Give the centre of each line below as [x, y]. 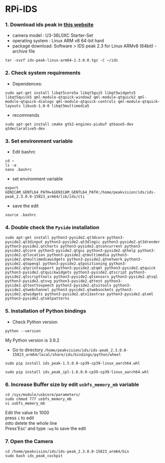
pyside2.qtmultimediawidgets [35, 259]
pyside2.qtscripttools [28, 277]
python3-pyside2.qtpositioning [75, 264]
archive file [24, 51]
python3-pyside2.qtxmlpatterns [37, 299]
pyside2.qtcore [21, 251]
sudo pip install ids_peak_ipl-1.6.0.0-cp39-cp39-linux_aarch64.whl [77, 372]
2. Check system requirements [43, 73]
